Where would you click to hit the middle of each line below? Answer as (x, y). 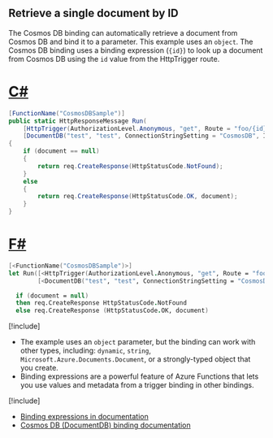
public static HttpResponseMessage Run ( (78, 121)
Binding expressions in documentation (84, 417)
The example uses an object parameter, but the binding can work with (138, 342)
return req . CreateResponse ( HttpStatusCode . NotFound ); (130, 166)
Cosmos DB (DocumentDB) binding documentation (105, 425)
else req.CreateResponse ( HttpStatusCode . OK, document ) (112, 311)
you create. (39, 368)
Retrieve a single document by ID (93, 13)
